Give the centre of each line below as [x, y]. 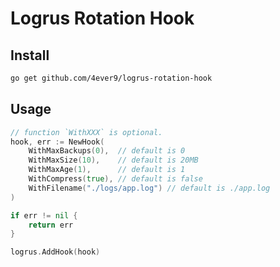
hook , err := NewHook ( [57, 142]
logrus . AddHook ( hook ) [55, 252]
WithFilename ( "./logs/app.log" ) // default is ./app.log [149, 188]
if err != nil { [44, 215]
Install [30, 55]
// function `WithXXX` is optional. [86, 132]
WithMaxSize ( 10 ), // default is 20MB [113, 160]
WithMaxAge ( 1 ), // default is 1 [107, 170]
